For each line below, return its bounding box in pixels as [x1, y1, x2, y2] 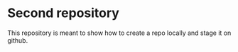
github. [7, 36, 28, 44]
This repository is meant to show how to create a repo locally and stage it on [7, 28, 232, 37]
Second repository [7, 5, 119, 21]
